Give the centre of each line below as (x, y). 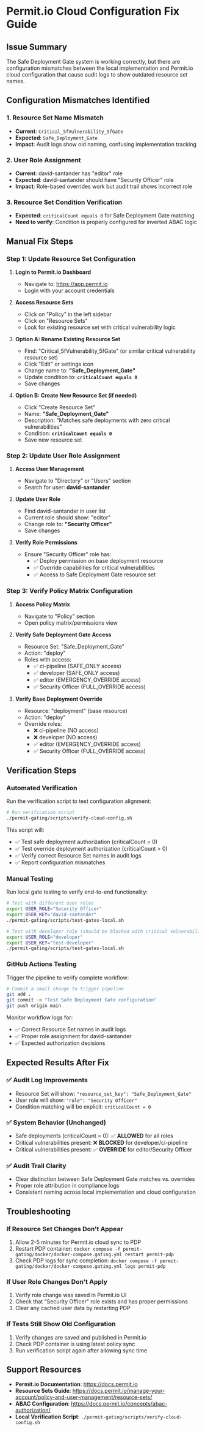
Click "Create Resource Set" (60, 407)
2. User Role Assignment (44, 160)
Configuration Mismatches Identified (78, 100)
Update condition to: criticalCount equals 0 (81, 377)
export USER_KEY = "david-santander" (52, 915)
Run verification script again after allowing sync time (81, 1350)
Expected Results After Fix (58, 1063)
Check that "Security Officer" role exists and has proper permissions (101, 1302)
